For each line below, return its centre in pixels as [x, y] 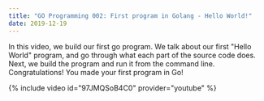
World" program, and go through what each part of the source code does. [132, 55]
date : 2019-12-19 [38, 23]
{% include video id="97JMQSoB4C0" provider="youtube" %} [113, 88]
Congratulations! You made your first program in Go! [96, 72]
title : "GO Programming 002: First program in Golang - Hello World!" [130, 16]
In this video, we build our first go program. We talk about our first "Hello [130, 46]
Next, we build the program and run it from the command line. [112, 63]
